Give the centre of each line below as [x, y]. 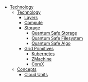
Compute [33, 22]
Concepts [27, 69]
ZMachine [42, 59]
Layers [31, 17]
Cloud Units [36, 74]
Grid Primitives [39, 49]
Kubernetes [43, 54]
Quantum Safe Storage [54, 33]
